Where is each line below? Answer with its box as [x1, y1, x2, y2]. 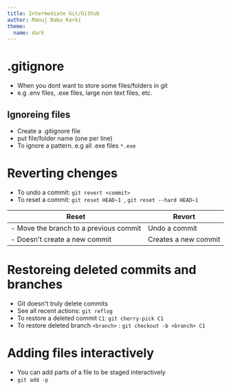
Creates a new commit [147, 234, 221, 244]
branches [7, 277, 63, 292]
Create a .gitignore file [16, 127, 81, 135]
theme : [7, 23, 26, 30]
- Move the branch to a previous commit [10, 223, 142, 233]
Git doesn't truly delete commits [16, 299, 109, 308]
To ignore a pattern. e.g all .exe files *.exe [16, 141, 136, 150]
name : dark [13, 29, 45, 36]
